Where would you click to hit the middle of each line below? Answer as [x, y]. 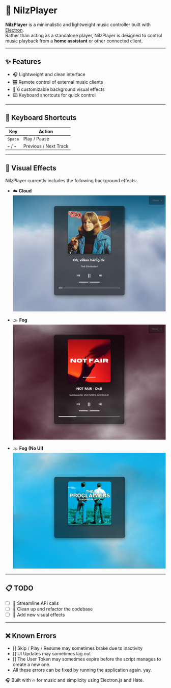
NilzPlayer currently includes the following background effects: [71, 180]
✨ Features [23, 62]
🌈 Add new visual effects [39, 615]
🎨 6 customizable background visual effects [59, 89]
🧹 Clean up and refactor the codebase [53, 609]
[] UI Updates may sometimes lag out [52, 653]
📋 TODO [19, 588]
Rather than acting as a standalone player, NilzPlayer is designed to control [84, 35]
